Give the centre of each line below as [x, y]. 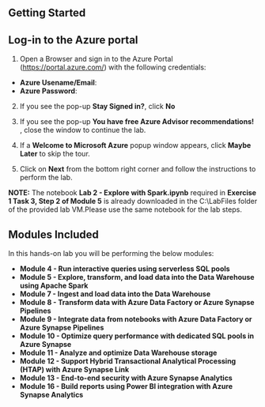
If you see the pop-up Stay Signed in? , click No [97, 107]
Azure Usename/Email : [58, 83]
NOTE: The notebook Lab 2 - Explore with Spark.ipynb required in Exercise [132, 193]
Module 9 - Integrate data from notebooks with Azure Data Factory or [136, 319]
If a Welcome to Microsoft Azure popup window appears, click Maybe [135, 145]
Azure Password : [48, 91]
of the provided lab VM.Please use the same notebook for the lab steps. [125, 209]
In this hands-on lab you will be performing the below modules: [111, 254]
